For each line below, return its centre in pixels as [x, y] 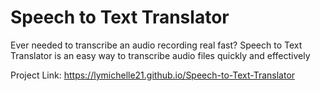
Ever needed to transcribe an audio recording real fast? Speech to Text [156, 45]
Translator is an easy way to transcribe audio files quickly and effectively [160, 55]
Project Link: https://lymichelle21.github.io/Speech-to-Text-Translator [153, 75]
